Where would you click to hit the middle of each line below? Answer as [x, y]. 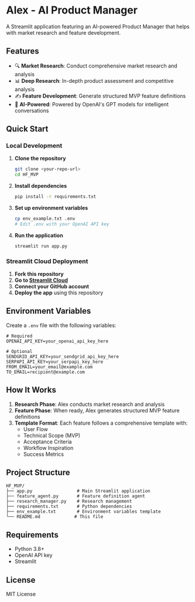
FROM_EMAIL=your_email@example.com [49, 367]
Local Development [34, 146]
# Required [19, 336]
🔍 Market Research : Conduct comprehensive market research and [96, 66]
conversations [32, 110]
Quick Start [27, 129]
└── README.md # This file [55, 517]
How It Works [31, 390]
